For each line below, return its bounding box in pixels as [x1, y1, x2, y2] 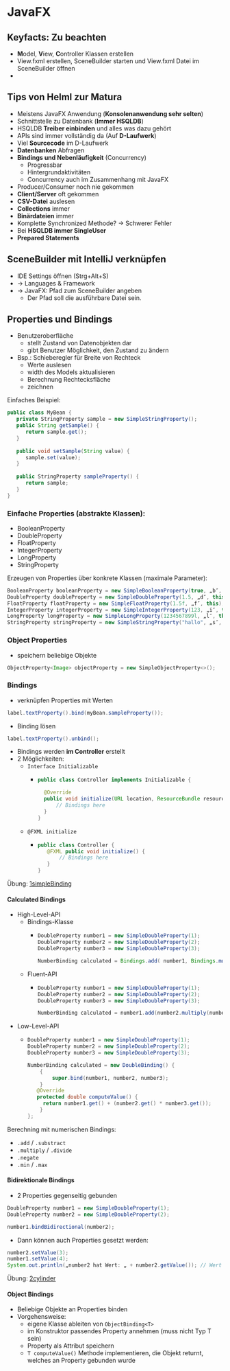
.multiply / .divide [16, 1146, 73, 1154]
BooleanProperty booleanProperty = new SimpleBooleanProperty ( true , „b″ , [7, 587, 222, 594]
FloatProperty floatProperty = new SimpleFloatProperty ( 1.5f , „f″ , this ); [7, 600, 225, 607]
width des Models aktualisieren [27, 368, 116, 376]
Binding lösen [16, 722, 56, 730]
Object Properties [7, 636, 67, 645]
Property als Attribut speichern [27, 1341, 114, 1350]
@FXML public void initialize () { [47, 848, 146, 855]
